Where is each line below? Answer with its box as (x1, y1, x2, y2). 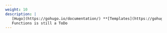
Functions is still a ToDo (11, 20, 68, 26)
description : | (5, 12, 37, 16)
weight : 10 (5, 7, 28, 12)
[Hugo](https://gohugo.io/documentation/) (11, 16, 101, 21)
